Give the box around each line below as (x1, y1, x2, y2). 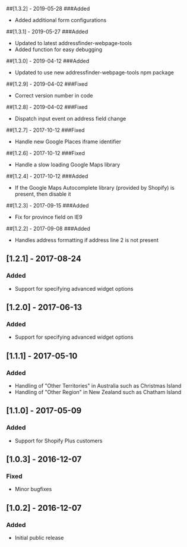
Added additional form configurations (14, 17, 107, 23)
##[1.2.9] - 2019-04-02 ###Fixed (6, 80, 88, 87)
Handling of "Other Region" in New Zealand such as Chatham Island (14, 389, 182, 396)
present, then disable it (14, 190, 71, 197)
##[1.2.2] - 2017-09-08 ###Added (6, 225, 91, 232)
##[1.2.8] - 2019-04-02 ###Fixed (6, 103, 88, 111)
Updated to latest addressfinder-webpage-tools (14, 40, 132, 46)
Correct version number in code (14, 92, 93, 99)
